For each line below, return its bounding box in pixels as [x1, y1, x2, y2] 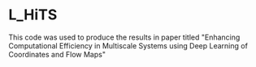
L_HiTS [8, 6, 58, 24]
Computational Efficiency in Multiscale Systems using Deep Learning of [8, 40, 248, 50]
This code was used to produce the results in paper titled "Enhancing [8, 32, 241, 42]
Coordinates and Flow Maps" [8, 49, 106, 59]
